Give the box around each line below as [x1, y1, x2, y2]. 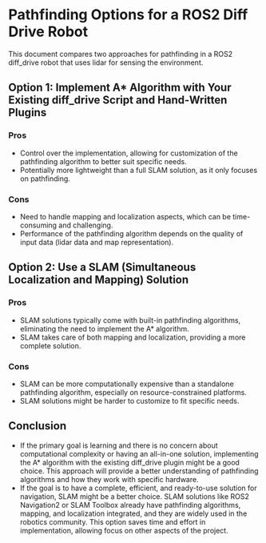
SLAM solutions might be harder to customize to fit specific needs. [19, 396, 240, 405]
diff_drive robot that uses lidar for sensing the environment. [8, 58, 204, 67]
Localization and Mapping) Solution [8, 273, 189, 287]
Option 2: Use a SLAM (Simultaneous [8, 260, 197, 274]
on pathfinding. [19, 174, 70, 183]
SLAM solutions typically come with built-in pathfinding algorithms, [19, 315, 241, 325]
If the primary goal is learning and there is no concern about [19, 440, 218, 450]
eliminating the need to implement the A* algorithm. [19, 324, 189, 333]
